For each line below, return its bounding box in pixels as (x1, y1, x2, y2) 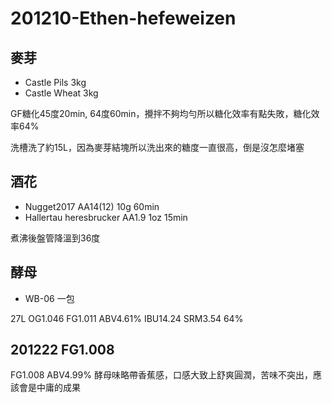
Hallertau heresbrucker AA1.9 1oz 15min (24, 211, 188, 223)
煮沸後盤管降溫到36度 (10, 232, 101, 244)
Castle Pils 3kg (24, 77, 87, 88)
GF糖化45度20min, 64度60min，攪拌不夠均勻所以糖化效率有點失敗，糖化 (10, 108, 312, 119)
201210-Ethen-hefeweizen (10, 7, 237, 30)
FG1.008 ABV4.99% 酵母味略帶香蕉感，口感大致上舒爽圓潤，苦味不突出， (10, 369, 313, 381)
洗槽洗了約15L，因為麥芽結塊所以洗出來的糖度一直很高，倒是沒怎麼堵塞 (10, 142, 305, 153)
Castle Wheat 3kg (24, 87, 99, 99)
